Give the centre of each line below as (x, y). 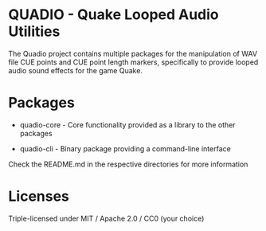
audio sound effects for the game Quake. (76, 70)
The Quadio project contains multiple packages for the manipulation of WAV (133, 53)
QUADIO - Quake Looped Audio (113, 15)
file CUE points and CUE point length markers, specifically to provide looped (133, 62)
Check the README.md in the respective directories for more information (128, 164)
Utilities (34, 31)
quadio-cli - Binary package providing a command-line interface (125, 148)
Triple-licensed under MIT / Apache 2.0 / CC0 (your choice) (106, 218)
